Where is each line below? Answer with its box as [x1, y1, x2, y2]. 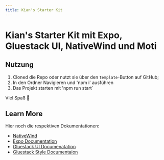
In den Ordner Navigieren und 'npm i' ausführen [12, 79, 114, 86]
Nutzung [5, 61, 34, 69]
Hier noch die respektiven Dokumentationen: [5, 123, 100, 129]
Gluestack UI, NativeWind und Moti [5, 40, 157, 51]
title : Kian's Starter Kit [5, 7, 63, 13]
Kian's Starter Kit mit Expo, [5, 29, 123, 41]
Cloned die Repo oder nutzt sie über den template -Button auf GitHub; [12, 74, 159, 80]
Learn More [5, 110, 43, 118]
